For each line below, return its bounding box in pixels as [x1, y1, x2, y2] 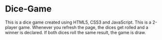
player [5, 24, 18, 30]
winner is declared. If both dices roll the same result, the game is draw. [5, 29, 146, 35]
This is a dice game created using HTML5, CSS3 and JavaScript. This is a [5, 19, 151, 25]
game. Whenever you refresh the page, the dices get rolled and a [18, 24, 148, 30]
